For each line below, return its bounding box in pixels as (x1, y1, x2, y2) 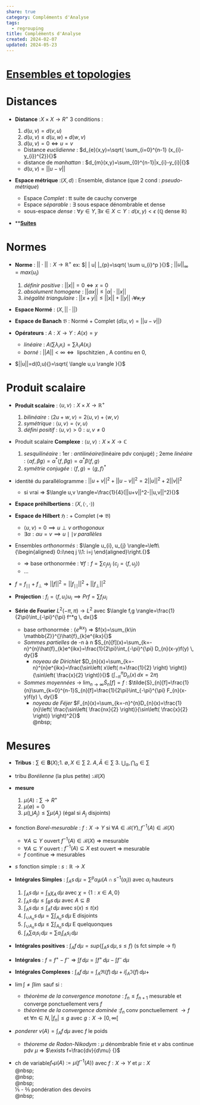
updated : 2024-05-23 (6, 42, 58, 48)
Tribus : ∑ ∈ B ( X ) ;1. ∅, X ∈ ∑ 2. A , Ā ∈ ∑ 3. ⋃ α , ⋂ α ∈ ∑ (14, 759, 150, 767)
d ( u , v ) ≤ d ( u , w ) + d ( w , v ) (23, 133, 86, 141)
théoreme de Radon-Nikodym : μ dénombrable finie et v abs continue (23, 1040, 194, 1047)
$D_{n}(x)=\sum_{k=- (82, 658, 135, 665)
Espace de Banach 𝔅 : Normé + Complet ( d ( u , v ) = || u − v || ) (14, 317, 162, 325)
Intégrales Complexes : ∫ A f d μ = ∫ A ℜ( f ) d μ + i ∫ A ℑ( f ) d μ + (14, 968, 150, 977)
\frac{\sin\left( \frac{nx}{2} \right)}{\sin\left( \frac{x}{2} (53, 705, 188, 712)
